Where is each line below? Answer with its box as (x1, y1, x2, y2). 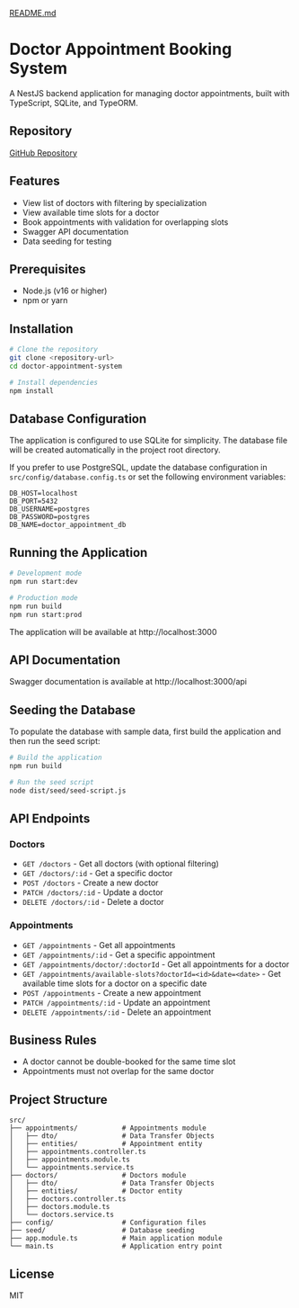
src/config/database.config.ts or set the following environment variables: (9, 471, 286, 482)
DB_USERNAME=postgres (9, 505, 91, 514)
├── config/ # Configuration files (9, 1218, 207, 1227)
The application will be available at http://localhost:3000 (9, 626, 217, 637)
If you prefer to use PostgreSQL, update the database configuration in (9, 462, 268, 473)
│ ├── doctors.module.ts (9, 1203, 110, 1212)
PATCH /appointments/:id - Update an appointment (22, 997, 211, 1008)
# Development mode (9, 569, 83, 578)
